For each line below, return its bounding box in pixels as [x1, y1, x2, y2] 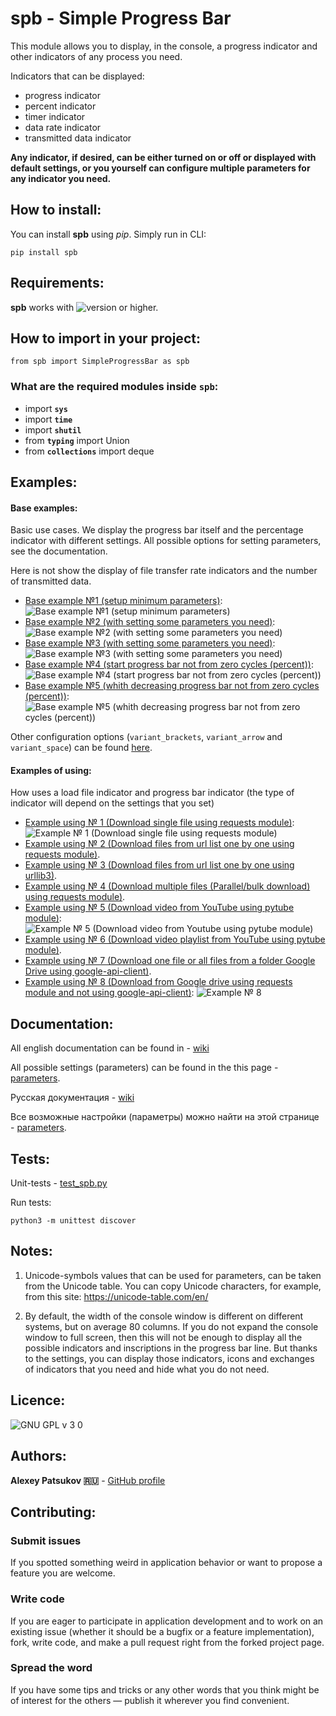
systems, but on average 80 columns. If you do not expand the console [24, 1320, 319, 1332]
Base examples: [10, 502, 78, 514]
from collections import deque [24, 445, 155, 457]
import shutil [24, 423, 82, 436]
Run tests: [10, 1197, 52, 1209]
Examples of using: [10, 764, 92, 776]
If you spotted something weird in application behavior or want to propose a [10, 1557, 323, 1569]
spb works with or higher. [10, 301, 159, 313]
